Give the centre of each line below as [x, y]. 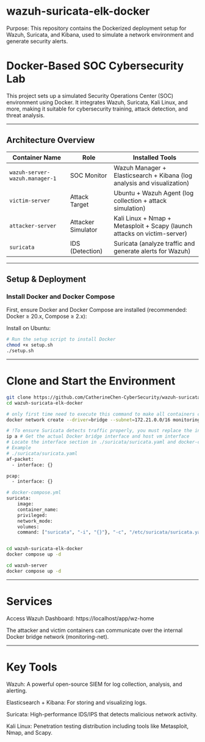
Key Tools [32, 667]
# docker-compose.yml [34, 493]
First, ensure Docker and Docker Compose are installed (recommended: [97, 310]
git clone [19, 397]
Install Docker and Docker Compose [61, 296]
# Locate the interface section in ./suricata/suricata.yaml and [91, 442]
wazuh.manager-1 [33, 178]
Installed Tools [155, 157]
